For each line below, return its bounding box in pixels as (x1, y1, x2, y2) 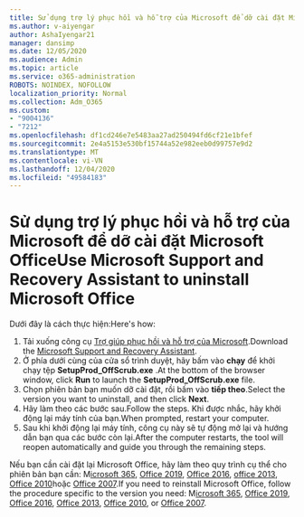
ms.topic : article (9, 64, 79, 73)
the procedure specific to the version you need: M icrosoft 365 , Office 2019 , (9, 488, 290, 499)
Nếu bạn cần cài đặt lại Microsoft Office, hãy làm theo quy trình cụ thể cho (9, 459, 288, 470)
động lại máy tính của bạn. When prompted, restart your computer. (22, 413, 270, 424)
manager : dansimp (9, 38, 75, 48)
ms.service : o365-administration (9, 72, 136, 81)
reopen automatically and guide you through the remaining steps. (22, 442, 267, 453)
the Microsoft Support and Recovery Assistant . (22, 345, 197, 357)
